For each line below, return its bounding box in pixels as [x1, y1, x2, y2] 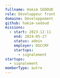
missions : [5, 25, 25, 30]
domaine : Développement [5, 16, 54, 21]
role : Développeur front [5, 12, 56, 16]
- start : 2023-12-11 [9, 30, 51, 34]
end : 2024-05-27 [14, 34, 47, 39]
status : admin [14, 39, 42, 44]
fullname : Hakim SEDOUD [5, 7, 54, 12]
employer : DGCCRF [14, 43, 49, 48]
